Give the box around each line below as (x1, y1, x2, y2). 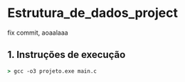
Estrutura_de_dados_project (7, 5, 178, 21)
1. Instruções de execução (7, 49, 126, 61)
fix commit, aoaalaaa (7, 28, 69, 37)
